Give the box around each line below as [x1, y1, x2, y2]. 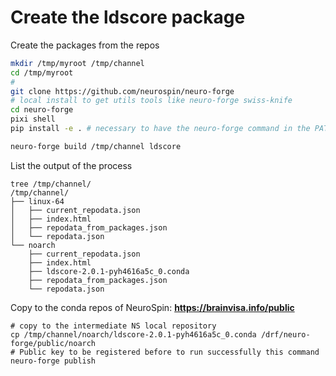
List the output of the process [10, 159, 133, 171]
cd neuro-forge [10, 105, 74, 115]
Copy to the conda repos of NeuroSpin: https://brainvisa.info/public [10, 301, 295, 313]
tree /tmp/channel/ [10, 179, 92, 189]
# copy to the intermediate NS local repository [10, 321, 217, 331]
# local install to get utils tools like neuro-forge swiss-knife [10, 96, 293, 106]
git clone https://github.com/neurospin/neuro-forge [10, 86, 235, 96]
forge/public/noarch [10, 338, 97, 348]
